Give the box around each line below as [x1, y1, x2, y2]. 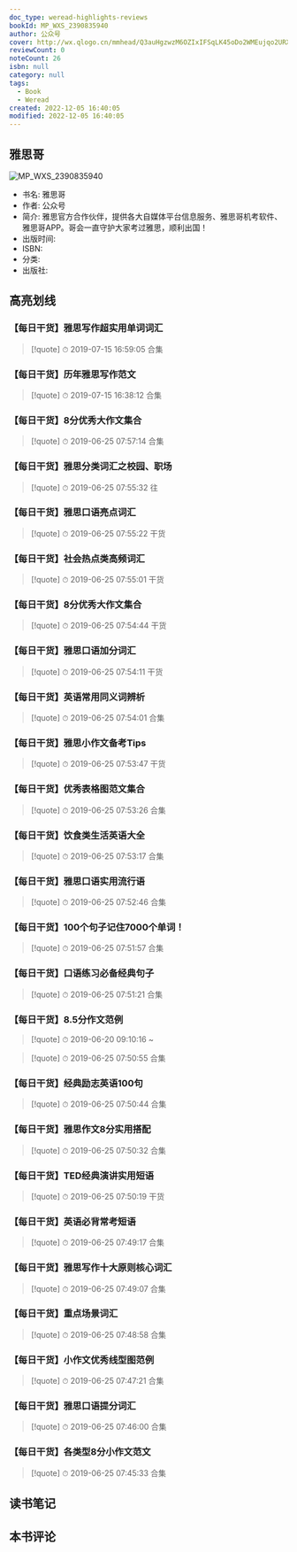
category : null [9, 71, 65, 80]
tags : [9, 79, 29, 88]
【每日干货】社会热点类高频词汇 [9, 552, 146, 565]
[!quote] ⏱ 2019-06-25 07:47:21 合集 [30, 1376, 164, 1386]
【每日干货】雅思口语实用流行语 [9, 875, 146, 887]
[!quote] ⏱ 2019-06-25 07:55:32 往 [30, 482, 158, 492]
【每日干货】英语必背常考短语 [9, 1215, 137, 1227]
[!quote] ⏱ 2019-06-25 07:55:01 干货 [30, 575, 165, 585]
